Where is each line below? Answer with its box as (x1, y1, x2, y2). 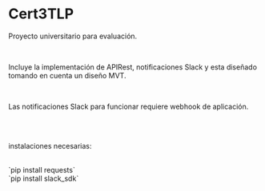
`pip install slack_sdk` (8, 173, 79, 183)
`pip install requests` (8, 165, 76, 174)
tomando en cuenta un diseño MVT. (8, 70, 126, 80)
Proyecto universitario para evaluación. (8, 31, 138, 41)
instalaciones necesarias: (8, 141, 92, 150)
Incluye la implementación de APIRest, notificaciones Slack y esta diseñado (8, 62, 258, 72)
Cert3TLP (8, 5, 74, 23)
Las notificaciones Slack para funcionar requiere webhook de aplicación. (8, 101, 249, 111)
